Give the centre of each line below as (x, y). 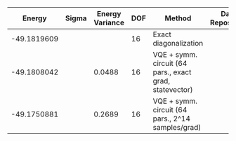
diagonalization (178, 43)
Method (178, 18)
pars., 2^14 (172, 119)
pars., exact (172, 72)
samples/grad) (177, 127)
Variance (109, 22)
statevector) (173, 89)
